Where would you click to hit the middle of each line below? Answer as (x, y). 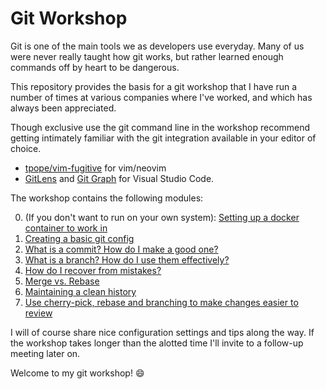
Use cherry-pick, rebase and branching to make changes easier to (161, 302)
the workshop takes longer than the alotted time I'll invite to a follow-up (157, 343)
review (38, 313)
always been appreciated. (63, 108)
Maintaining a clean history (80, 291)
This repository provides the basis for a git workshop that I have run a (153, 86)
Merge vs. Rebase (62, 281)
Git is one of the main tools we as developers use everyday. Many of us (157, 46)
